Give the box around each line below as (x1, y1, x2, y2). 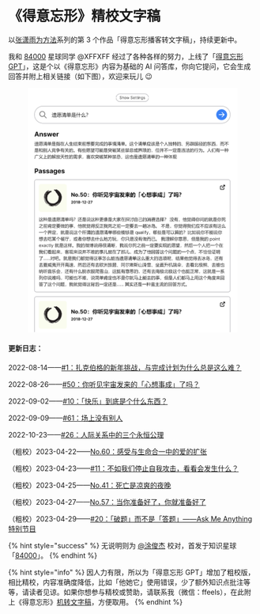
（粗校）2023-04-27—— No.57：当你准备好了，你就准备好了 (8, 498, 207, 507)
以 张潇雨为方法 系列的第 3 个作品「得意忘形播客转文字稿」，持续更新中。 (8, 35, 242, 44)
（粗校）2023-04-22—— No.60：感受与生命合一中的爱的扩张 (8, 447, 208, 457)
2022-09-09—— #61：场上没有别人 (8, 413, 123, 423)
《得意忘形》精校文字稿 (8, 7, 161, 25)
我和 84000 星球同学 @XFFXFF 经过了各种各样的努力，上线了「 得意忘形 (8, 51, 243, 61)
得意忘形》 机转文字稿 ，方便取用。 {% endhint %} (21, 597, 183, 607)
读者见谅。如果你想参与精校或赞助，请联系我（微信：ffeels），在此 (28, 587, 245, 597)
